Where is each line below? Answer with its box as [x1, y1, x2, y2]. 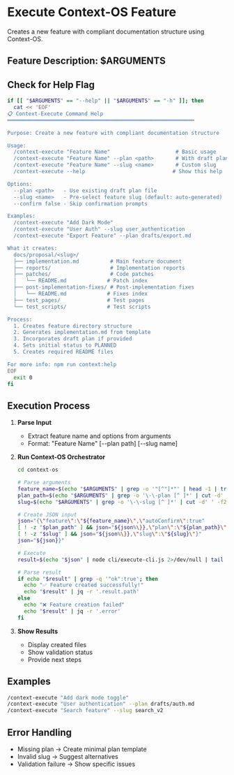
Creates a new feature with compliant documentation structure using [7, 27, 205, 36]
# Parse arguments [17, 479, 71, 486]
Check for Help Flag [7, 78, 95, 91]
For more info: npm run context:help [7, 361, 117, 368]
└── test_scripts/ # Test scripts [13, 303, 151, 310]
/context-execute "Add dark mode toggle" [7, 694, 130, 701]
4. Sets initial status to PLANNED [13, 342, 117, 349]
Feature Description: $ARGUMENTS [7, 55, 166, 67]
